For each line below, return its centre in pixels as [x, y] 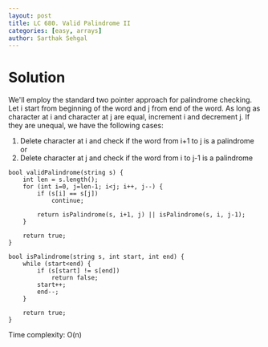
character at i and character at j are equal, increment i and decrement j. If [129, 117]
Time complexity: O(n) [45, 335]
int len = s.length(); [61, 180]
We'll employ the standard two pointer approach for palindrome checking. [130, 100]
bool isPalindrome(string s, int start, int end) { [96, 257]
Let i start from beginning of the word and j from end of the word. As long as [134, 108]
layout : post [30, 16]
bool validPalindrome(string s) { [66, 173]
